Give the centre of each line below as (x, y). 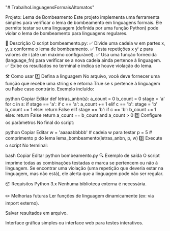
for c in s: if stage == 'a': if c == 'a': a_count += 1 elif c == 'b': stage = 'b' (81, 104)
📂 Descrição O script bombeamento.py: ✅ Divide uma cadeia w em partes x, (85, 43)
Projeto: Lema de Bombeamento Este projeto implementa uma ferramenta (82, 17)
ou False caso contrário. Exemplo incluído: (50, 89)
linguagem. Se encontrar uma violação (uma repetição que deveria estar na (84, 168)
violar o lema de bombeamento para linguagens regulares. (66, 33)
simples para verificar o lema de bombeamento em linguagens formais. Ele (84, 23)
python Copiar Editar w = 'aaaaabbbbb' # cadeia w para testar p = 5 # (79, 132)
